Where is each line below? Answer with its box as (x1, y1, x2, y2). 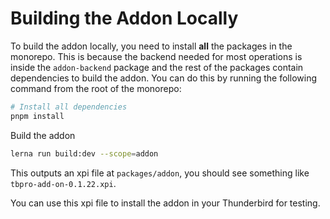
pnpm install (10, 111, 65, 121)
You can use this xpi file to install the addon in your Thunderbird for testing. (10, 197, 321, 209)
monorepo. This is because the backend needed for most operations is (10, 50, 303, 62)
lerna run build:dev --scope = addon (10, 148, 159, 159)
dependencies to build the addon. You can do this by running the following (10, 72, 317, 84)
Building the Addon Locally (10, 7, 239, 30)
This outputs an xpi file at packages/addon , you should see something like (10, 167, 310, 179)
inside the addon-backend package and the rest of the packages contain (10, 61, 304, 73)
